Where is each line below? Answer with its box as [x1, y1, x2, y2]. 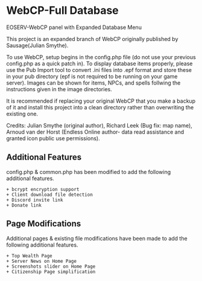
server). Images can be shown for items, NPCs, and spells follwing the [6, 79, 181, 86]
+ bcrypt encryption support [6, 186, 80, 192]
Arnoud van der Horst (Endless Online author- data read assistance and [6, 128, 185, 135]
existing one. [6, 110, 38, 117]
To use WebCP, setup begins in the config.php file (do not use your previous [6, 53, 196, 60]
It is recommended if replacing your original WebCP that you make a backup [6, 97, 196, 105]
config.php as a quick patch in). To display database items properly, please [6, 60, 193, 67]
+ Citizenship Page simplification [6, 268, 96, 275]
